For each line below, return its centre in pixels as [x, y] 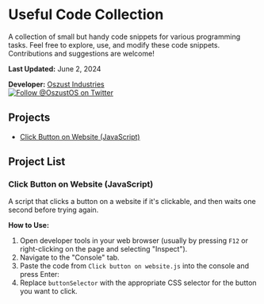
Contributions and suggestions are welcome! [81, 53]
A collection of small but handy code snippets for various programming [124, 37]
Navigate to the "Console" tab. [70, 258]
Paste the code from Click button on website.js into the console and [134, 266]
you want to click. [48, 291]
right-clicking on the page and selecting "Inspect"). [103, 249]
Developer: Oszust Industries [56, 84]
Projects [29, 118]
